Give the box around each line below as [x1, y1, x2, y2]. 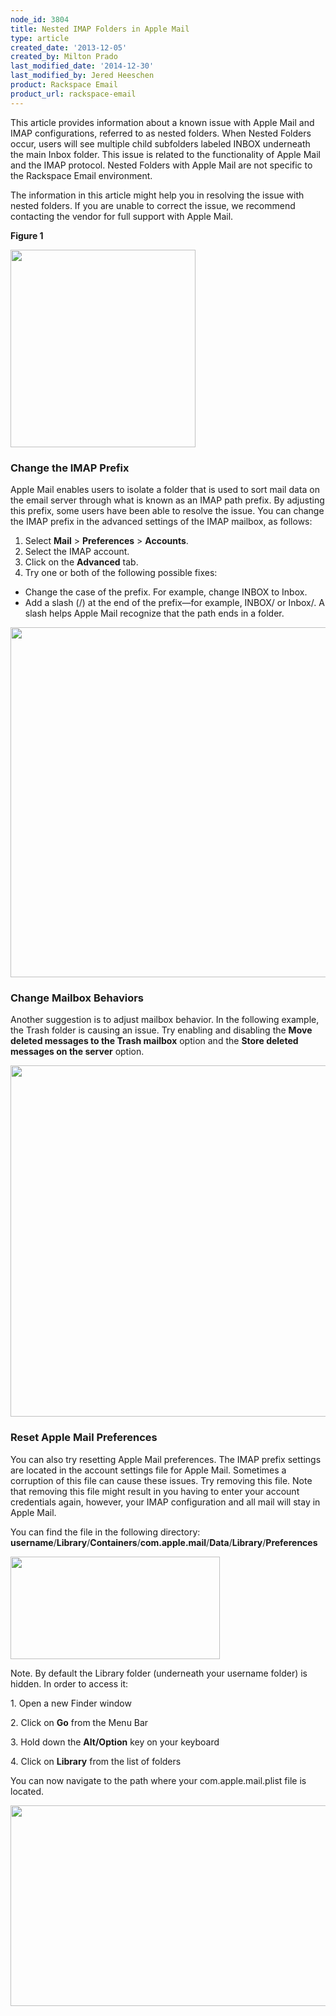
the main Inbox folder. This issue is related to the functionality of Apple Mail [10, 148, 321, 160]
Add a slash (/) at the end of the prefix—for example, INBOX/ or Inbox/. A [24, 596, 325, 608]
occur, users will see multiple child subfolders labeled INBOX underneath [10, 137, 311, 150]
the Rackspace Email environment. [10, 169, 153, 181]
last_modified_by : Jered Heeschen [10, 71, 155, 81]
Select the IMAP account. [24, 545, 130, 557]
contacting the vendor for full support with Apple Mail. [10, 210, 234, 222]
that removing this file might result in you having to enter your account [10, 1485, 300, 1497]
